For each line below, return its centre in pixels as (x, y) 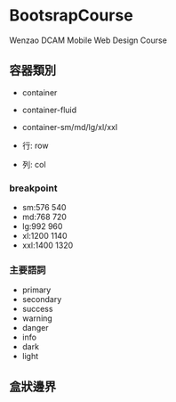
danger (35, 328)
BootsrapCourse (71, 16)
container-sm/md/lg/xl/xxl (70, 127)
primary (36, 290)
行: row (35, 145)
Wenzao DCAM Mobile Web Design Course (88, 40)
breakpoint (33, 188)
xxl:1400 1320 (48, 245)
